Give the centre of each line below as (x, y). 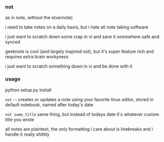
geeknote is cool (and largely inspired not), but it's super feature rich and (80, 52)
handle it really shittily (27, 134)
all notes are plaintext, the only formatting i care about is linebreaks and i (79, 129)
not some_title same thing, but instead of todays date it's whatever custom (82, 114)
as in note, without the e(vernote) (39, 18)
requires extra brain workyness (37, 57)
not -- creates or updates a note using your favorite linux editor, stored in (80, 99)
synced (13, 42)
